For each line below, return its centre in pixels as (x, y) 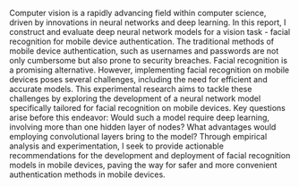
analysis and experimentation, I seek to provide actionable (116, 146)
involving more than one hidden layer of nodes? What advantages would (143, 127)
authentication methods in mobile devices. (87, 174)
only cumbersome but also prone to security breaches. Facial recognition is (149, 60)
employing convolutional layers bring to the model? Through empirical (138, 136)
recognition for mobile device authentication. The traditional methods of (142, 41)
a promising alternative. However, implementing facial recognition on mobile (149, 70)
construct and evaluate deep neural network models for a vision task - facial (150, 32)
